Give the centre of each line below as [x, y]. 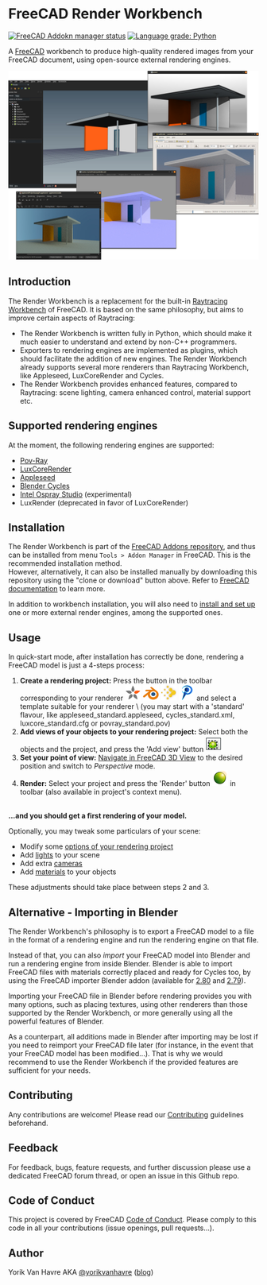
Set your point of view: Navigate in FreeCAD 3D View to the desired [131, 758]
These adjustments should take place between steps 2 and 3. [109, 888]
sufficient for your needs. [50, 1070]
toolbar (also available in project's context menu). [101, 792]
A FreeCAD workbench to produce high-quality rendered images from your [131, 51]
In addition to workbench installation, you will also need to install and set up [132, 604]
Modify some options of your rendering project [96, 846]
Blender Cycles [44, 486]
